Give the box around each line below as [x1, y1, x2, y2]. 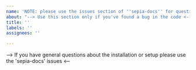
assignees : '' [6, 30, 41, 36]
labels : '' [6, 24, 33, 31]
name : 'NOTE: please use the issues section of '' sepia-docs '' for [6, 8, 174, 15]
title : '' [6, 19, 30, 25]
